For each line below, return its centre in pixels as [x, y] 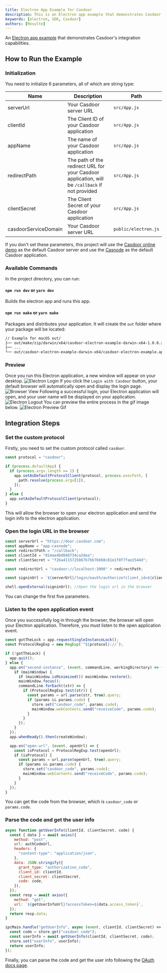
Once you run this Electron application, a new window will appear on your [80, 376]
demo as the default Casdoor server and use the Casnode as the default [79, 250]
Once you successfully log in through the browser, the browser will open [80, 620]
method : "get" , [30, 900]
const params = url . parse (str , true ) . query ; [74, 695]
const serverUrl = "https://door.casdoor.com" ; [55, 542]
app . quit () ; [22, 658]
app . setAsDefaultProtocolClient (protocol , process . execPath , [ [81, 476]
